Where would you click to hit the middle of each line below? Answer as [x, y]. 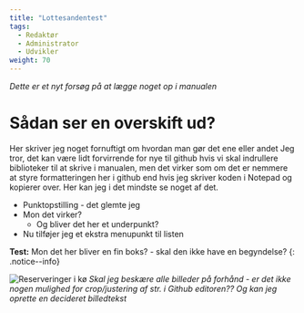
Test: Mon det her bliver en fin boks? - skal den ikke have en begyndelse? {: [152, 251]
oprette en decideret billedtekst [68, 298]
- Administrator [48, 43]
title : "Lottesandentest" [58, 18]
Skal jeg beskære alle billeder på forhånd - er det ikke [190, 278]
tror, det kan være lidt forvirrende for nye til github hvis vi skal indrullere [144, 158]
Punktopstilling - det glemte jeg [81, 204]
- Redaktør [38, 35]
